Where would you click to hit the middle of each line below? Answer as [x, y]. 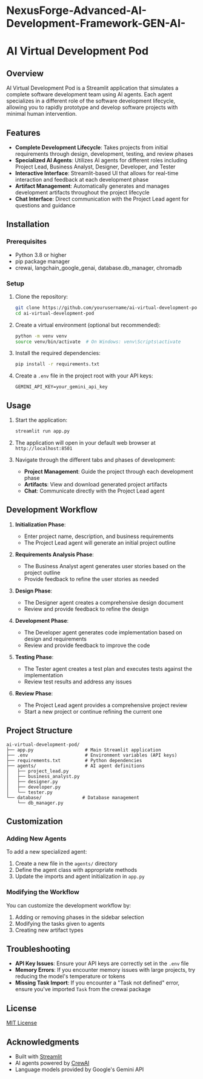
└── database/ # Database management [73, 797]
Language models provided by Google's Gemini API [79, 1069]
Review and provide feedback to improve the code [87, 645]
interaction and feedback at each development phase [82, 180]
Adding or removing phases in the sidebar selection [79, 917]
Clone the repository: [42, 296]
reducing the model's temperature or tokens [70, 977]
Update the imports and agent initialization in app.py [80, 877]
